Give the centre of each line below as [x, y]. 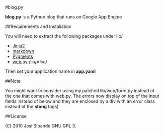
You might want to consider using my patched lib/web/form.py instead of [80, 91]
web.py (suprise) [30, 62]
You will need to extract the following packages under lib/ [64, 36]
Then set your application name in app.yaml [50, 71]
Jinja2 [19, 46]
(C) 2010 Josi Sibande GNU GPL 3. [41, 126]
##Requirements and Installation [38, 26]
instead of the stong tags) [32, 106]
